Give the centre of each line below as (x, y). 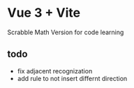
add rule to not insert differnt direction (72, 78)
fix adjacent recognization (55, 71)
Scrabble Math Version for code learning (66, 32)
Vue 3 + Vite (44, 13)
